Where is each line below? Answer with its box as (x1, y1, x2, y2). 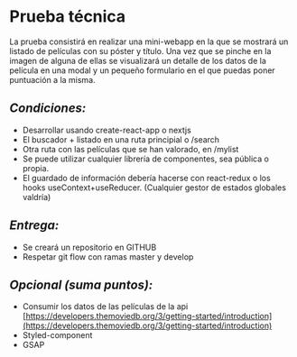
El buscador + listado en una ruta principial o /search (22, 133, 219, 145)
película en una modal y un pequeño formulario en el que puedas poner (9, 65, 275, 76)
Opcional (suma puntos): (9, 277, 153, 292)
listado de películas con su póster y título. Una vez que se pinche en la (9, 45, 272, 56)
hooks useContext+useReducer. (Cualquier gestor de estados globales (22, 182, 287, 193)
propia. (22, 162, 50, 173)
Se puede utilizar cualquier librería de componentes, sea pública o (22, 153, 269, 164)
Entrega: (9, 218, 60, 233)
